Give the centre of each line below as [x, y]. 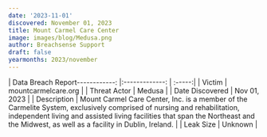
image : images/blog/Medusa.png [60, 38]
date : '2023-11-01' [41, 15]
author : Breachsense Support [57, 45]
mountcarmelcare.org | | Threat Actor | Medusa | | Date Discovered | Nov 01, [134, 90]
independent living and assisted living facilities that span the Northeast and [132, 116]
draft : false [30, 52]
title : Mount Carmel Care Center [64, 30]
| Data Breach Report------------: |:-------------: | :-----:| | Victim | [118, 82]
